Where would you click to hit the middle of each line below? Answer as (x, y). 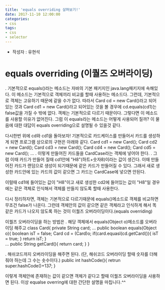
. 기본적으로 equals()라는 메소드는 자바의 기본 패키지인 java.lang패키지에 (75, 88)
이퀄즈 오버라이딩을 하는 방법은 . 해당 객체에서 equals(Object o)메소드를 (75, 221)
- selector (16, 37)
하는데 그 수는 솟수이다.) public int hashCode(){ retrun (67, 260)
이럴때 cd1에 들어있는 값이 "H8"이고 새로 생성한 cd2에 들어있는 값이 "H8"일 (78, 182)
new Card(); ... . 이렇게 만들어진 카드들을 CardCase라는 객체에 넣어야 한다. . (79, 153)
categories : (17, 19)
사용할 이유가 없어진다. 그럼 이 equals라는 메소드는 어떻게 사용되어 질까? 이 (82, 119)
